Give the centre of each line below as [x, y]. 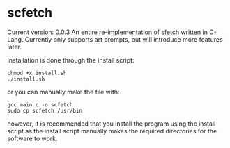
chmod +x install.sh [37, 73]
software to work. [32, 138]
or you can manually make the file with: [63, 92]
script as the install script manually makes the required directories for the [112, 131]
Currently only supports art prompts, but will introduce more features [124, 39]
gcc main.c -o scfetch [40, 105]
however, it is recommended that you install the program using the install [112, 124]
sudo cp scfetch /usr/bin [45, 110]
